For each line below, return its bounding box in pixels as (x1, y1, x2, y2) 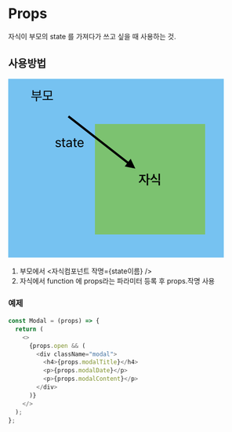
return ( (15, 325, 44, 333)
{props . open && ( (28, 342, 86, 350)
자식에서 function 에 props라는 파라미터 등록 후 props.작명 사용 (19, 276, 216, 285)
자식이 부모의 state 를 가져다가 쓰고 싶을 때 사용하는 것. (8, 31, 176, 41)
